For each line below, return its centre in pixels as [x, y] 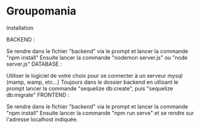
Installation [20, 28]
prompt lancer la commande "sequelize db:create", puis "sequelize [90, 88]
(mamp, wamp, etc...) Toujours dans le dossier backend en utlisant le [92, 82]
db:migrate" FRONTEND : [38, 95]
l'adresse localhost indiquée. [42, 119]
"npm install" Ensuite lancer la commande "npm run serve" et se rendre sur [100, 113]
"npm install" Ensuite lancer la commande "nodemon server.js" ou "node [97, 57]
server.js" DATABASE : [34, 64]
